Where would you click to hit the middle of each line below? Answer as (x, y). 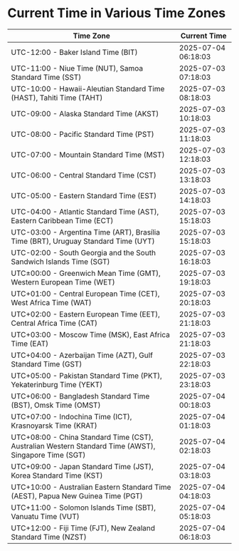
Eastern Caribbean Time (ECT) (62, 220)
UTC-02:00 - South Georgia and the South (84, 252)
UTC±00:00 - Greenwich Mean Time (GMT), (86, 273)
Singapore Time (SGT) (48, 455)
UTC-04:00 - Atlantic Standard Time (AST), (85, 212)
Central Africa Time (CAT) (54, 323)
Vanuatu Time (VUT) (45, 516)
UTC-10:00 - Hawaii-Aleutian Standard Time (88, 88)
